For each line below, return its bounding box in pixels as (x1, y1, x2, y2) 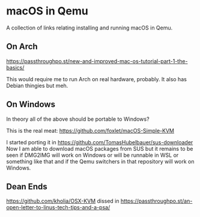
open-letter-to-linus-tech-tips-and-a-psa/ (6, 204, 111, 211)
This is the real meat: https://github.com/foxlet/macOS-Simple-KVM (6, 127, 174, 134)
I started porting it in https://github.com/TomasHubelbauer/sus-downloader (6, 138, 193, 145)
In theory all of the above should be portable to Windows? (6, 115, 150, 123)
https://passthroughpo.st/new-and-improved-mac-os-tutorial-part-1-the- (6, 57, 188, 64)
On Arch (6, 41, 38, 52)
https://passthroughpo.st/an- (120, 197, 193, 205)
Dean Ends (6, 182, 47, 192)
